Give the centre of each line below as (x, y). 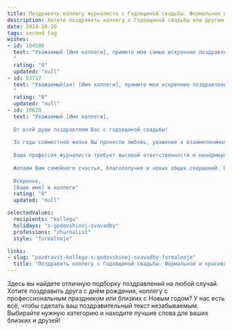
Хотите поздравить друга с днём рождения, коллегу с (87, 291)
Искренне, (27, 181)
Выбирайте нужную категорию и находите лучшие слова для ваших (108, 313)
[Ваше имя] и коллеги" (46, 188)
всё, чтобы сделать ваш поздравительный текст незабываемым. (103, 306)
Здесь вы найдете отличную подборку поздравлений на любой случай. (113, 284)
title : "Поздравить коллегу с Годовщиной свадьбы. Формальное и (108, 264)
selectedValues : (30, 213)
